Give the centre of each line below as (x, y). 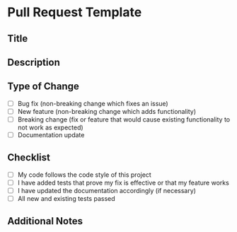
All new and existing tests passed (66, 199)
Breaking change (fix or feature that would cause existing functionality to (124, 119)
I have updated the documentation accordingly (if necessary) (107, 190)
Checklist (29, 157)
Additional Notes (45, 221)
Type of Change (43, 87)
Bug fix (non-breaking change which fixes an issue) (93, 103)
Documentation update (51, 134)
